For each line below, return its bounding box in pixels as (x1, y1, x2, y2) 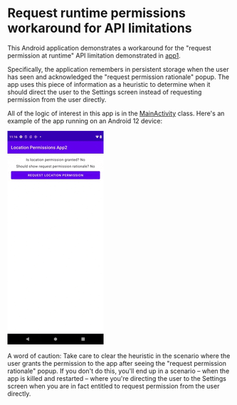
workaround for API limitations (7, 20, 192, 36)
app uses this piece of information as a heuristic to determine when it (7, 80, 211, 88)
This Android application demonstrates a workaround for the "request (7, 43, 211, 52)
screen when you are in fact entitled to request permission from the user (7, 382, 220, 390)
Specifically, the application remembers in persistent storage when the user (7, 65, 229, 73)
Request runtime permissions (7, 5, 186, 21)
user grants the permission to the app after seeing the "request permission (7, 359, 226, 367)
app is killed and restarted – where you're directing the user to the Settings (7, 374, 226, 382)
